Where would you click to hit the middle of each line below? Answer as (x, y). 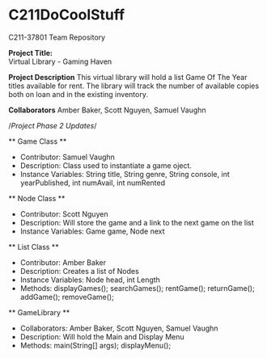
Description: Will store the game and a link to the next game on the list (137, 222)
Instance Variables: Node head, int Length (90, 280)
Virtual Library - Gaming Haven (60, 61)
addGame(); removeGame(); (67, 297)
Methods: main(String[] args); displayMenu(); (95, 345)
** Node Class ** (37, 198)
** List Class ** (34, 246)
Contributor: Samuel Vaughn (68, 157)
